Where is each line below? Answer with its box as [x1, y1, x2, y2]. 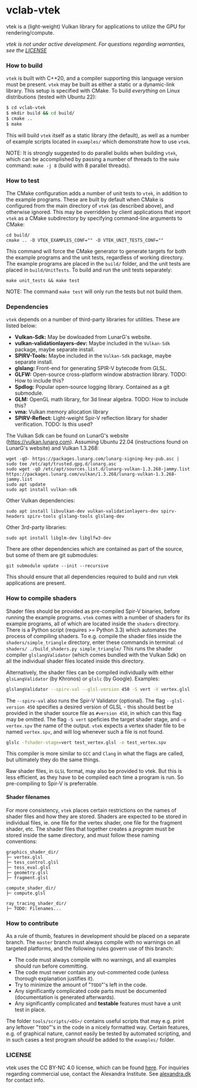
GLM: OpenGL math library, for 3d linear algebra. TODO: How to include [14, 396, 189, 403]
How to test [6, 177, 40, 185]
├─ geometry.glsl [6, 869, 49, 876]
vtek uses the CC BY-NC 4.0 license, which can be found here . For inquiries [6, 1064, 189, 1071]
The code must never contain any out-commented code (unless [14, 968, 169, 975]
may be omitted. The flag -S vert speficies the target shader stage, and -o [6, 716, 186, 723]
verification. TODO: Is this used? [14, 421, 93, 428]
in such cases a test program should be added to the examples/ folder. [6, 1036, 176, 1043]
